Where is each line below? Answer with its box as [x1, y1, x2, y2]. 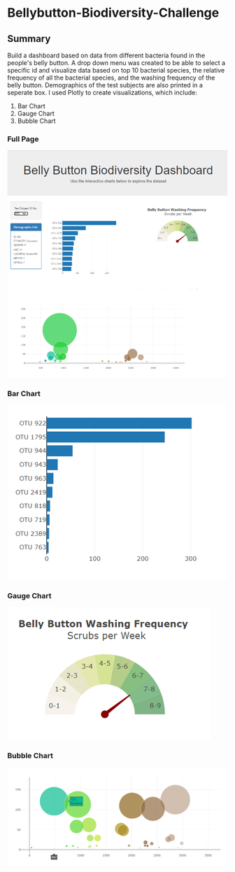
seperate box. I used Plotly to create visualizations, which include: [7, 89, 197, 96]
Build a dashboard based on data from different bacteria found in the [7, 51, 206, 59]
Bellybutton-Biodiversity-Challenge [7, 5, 220, 21]
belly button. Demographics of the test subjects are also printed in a [7, 81, 203, 89]
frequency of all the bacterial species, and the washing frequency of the [7, 73, 215, 82]
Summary [7, 33, 51, 45]
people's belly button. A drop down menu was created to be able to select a [7, 59, 226, 67]
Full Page [7, 134, 39, 144]
